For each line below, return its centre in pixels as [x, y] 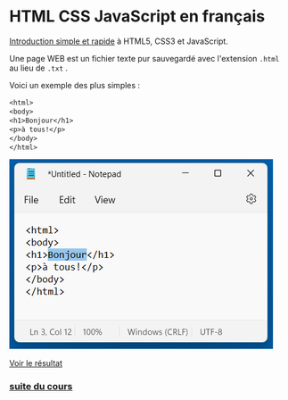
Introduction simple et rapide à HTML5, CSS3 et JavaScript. [119, 41]
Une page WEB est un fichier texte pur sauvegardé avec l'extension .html [144, 58]
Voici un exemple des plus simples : [75, 85]
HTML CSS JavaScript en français [137, 17]
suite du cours [41, 386]
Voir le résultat [36, 362]
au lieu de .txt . [39, 68]
